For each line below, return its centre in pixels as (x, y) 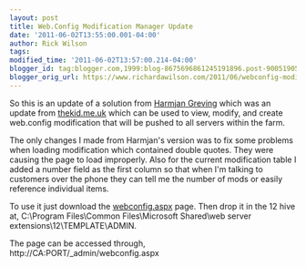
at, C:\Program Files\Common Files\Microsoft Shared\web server (131, 216)
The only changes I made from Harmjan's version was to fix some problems (152, 140)
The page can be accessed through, (77, 243)
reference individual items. (59, 189)
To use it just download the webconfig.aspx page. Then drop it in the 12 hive (153, 206)
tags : (20, 52)
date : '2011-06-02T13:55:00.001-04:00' (85, 35)
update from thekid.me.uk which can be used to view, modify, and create (147, 113)
